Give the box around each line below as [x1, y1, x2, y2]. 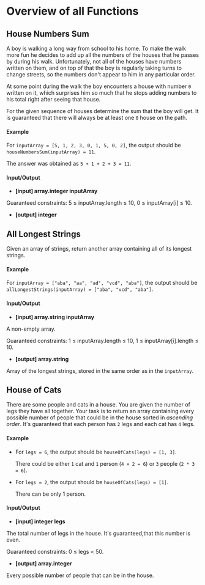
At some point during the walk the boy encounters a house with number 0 [6, 83, 192, 90]
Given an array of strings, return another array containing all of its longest [6, 245, 192, 252]
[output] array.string [15, 355, 69, 362]
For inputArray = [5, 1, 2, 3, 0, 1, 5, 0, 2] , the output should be [6, 142, 182, 149]
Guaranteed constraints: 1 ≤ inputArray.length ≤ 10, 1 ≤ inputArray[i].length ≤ [6, 337, 199, 344]
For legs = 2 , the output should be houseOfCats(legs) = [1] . [15, 478, 169, 485]
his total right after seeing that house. [6, 96, 101, 103]
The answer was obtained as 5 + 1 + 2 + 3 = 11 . [6, 160, 132, 167]
